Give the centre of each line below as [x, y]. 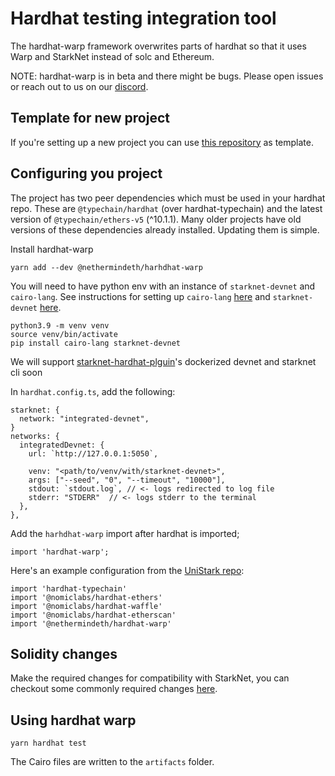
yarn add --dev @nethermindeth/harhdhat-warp [106, 267]
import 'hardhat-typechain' [69, 588]
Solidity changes [64, 653]
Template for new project [90, 118]
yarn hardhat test [48, 743]
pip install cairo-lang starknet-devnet [96, 343]
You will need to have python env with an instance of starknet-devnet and [163, 286]
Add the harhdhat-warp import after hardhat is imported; [125, 533]
